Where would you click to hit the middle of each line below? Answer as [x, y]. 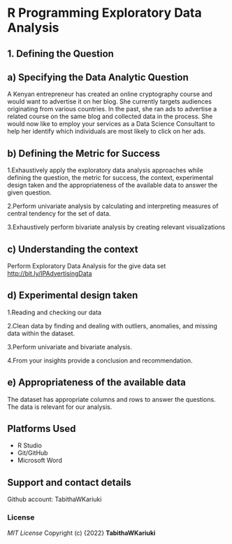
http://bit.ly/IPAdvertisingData [50, 274]
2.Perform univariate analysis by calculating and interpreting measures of [113, 206]
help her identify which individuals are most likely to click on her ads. [107, 132]
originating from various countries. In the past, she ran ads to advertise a [112, 109]
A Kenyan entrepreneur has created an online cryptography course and [110, 94]
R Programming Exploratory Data [105, 13]
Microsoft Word [40, 461]
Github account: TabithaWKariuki [55, 499]
